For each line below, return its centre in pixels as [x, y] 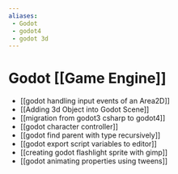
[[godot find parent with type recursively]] [90, 135]
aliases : [23, 16]
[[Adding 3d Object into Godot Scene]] [85, 109]
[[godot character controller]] [69, 127]
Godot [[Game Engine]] [87, 79]
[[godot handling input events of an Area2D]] [95, 101]
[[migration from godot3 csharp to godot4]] [93, 118]
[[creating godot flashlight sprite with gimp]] [94, 153]
